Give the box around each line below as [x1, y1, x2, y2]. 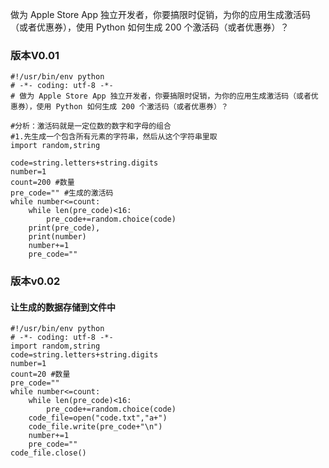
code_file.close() [10, 448, 87, 458]
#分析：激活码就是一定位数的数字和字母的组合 [10, 121, 172, 132]
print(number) [28, 232, 87, 242]
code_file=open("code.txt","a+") [28, 413, 168, 423]
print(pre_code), [28, 223, 101, 233]
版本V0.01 [10, 48, 60, 62]
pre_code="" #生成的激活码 [10, 188, 114, 198]
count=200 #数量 [10, 178, 75, 188]
